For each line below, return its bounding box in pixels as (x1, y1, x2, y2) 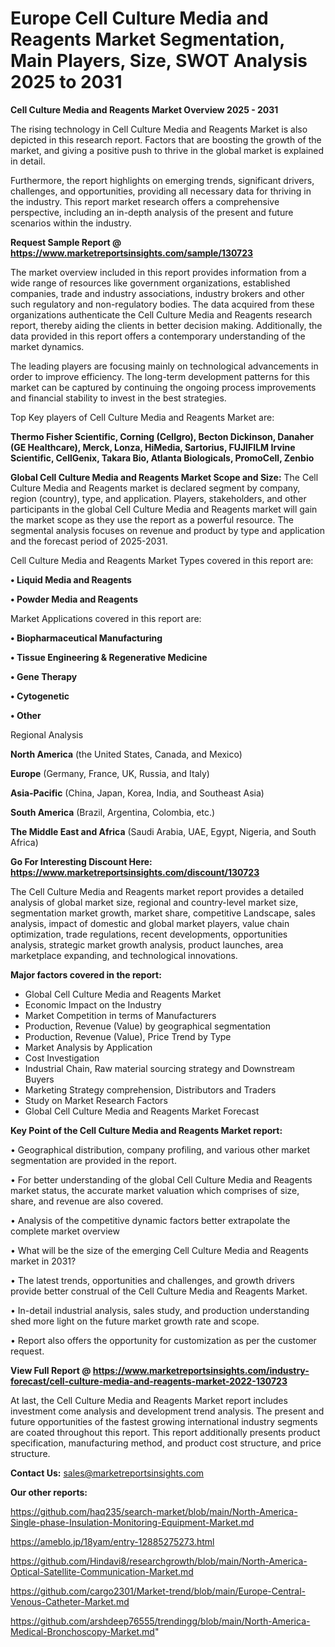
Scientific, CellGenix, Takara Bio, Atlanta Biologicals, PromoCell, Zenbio (10, 452, 315, 464)
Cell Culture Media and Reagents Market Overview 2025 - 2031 (10, 103, 279, 116)
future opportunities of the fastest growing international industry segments (10, 1415, 318, 1427)
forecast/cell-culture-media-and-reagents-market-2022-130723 (10, 1375, 288, 1387)
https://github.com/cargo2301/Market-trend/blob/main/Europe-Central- (10, 1585, 306, 1597)
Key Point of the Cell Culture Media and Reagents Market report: (10, 1124, 283, 1136)
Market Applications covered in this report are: (10, 612, 202, 624)
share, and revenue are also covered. (10, 1195, 164, 1207)
